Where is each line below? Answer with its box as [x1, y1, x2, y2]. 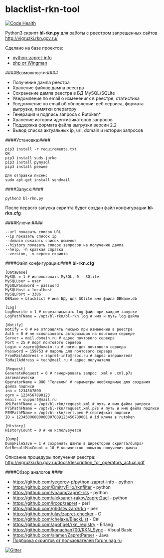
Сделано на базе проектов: [5, 45, 64, 51]
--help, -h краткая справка [5, 247, 64, 252]
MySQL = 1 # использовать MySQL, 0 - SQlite [5, 274, 99, 279]
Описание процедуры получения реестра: [5, 454, 96, 460]
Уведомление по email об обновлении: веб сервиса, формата [12, 100, 144, 106]
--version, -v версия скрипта [5, 251, 68, 256]
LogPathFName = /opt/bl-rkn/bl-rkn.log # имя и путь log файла [5, 313, 140, 319]
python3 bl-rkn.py [5, 196, 43, 201]
